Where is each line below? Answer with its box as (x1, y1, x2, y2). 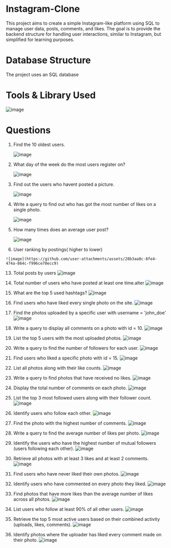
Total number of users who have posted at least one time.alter (13, 279, 145, 286)
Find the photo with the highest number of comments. (13, 420, 127, 426)
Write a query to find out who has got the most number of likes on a (13, 201, 156, 207)
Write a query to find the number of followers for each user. (13, 345, 139, 351)
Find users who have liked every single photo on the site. (13, 299, 134, 306)
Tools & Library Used (6, 89, 96, 101)
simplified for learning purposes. (6, 36, 75, 43)
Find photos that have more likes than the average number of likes (13, 490, 153, 497)
